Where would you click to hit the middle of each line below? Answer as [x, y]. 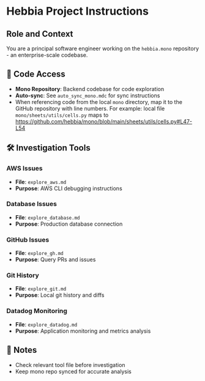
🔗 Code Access [36, 74]
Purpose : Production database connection [69, 224]
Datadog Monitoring [37, 311]
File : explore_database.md [47, 217]
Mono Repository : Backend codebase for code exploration [89, 89]
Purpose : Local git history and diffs [60, 295]
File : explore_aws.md [41, 182]
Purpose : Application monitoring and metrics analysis [83, 331]
